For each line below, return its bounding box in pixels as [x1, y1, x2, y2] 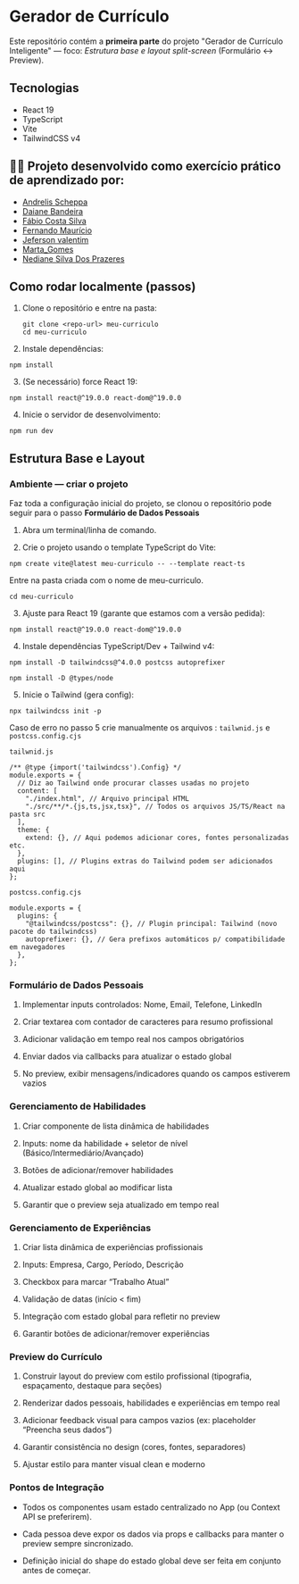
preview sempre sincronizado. [21, 1538, 134, 1548]
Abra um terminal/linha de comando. [21, 525, 157, 536]
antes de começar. [21, 1564, 91, 1575]
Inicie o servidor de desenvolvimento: [21, 409, 161, 421]
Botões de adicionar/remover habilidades [21, 1164, 174, 1175]
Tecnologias [9, 80, 79, 96]
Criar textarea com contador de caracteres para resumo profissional [21, 1016, 274, 1028]
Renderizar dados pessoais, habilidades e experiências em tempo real [21, 1397, 280, 1408]
